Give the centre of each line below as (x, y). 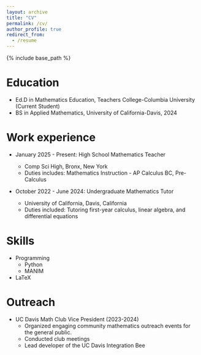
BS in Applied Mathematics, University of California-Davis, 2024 (96, 113)
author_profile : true (34, 29)
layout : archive (27, 12)
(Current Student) (37, 106)
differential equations (51, 216)
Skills (21, 241)
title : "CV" (21, 18)
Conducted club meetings (57, 338)
